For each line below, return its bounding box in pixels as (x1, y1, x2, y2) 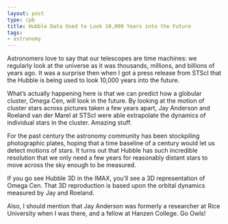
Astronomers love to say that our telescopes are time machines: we (7, 54, 197, 62)
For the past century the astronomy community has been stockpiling (7, 132, 200, 140)
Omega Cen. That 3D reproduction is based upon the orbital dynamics (7, 182, 205, 190)
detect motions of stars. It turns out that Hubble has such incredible (7, 147, 198, 155)
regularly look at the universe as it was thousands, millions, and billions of (7, 62, 215, 70)
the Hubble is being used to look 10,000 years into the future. (7, 76, 180, 84)
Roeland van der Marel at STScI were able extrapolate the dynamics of (7, 111, 207, 120)
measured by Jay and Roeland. (7, 189, 94, 197)
